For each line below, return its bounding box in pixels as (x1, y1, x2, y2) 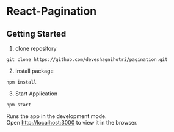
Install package (15, 67, 54, 75)
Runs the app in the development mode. (6, 112, 107, 120)
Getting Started (6, 29, 67, 39)
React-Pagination (6, 4, 97, 18)
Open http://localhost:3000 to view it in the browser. (6, 119, 138, 126)
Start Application (15, 90, 58, 97)
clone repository (15, 45, 57, 52)
